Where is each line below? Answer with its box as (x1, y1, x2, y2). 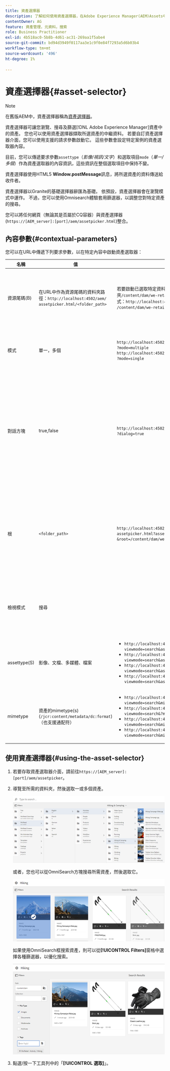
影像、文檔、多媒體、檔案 (38, 660, 92, 666)
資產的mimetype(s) (38, 707, 79, 713)
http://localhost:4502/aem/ (47, 296, 107, 302)
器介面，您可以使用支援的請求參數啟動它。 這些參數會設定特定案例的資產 (5, 137, 157, 143)
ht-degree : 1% (5, 56, 35, 61)
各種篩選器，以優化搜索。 (17, 953, 71, 959)
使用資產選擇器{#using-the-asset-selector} (5, 754, 145, 763)
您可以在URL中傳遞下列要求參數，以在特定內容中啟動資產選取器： (5, 249, 143, 255)
